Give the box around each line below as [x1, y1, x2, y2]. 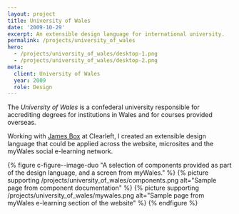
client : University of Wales [14, 70, 101, 77]
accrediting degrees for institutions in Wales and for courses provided [7, 111, 213, 119]
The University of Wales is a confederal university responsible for [7, 103, 200, 111]
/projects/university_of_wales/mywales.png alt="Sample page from [7, 191, 205, 200]
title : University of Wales [7, 17, 91, 24]
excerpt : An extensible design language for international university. [7, 30, 225, 38]
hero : [7, 44, 24, 51]
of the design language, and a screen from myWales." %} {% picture [7, 168, 209, 177]
